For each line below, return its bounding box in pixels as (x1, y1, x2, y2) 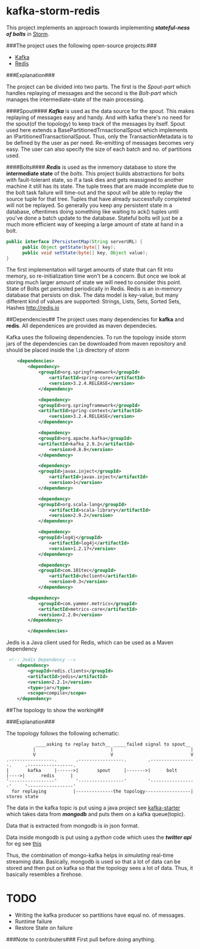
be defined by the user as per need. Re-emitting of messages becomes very (6, 139, 194, 146)
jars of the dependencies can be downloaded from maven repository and (6, 340, 186, 348)
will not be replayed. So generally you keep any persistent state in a (6, 202, 173, 209)
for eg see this (6, 840, 42, 847)
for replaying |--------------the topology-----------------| (11, 789, 194, 795)
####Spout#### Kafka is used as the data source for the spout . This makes (6, 107, 195, 114)
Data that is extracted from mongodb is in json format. (6, 822, 139, 829)
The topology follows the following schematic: (6, 730, 119, 737)
